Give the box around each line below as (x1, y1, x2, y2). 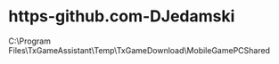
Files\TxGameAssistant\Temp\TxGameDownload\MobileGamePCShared (8, 44, 271, 55)
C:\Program (8, 36, 51, 46)
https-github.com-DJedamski (8, 6, 235, 27)
